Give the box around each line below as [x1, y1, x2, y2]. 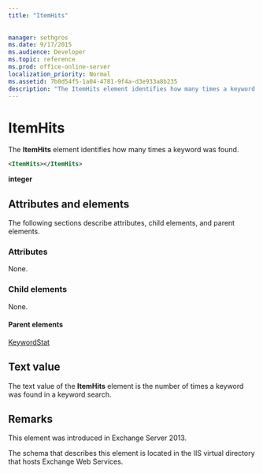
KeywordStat [8, 337, 50, 347]
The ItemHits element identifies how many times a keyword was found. [8, 145, 239, 155]
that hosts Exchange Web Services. [8, 457, 124, 466]
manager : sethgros [8, 33, 69, 42]
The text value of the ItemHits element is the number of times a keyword [8, 381, 244, 390]
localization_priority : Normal [8, 70, 111, 78]
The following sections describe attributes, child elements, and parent [8, 218, 235, 227]
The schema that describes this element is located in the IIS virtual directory [8, 449, 255, 458]
